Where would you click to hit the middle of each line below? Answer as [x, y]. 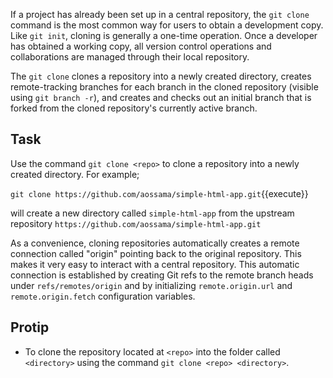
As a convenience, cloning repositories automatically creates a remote [155, 243]
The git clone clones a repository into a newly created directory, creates [161, 76]
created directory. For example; [75, 174]
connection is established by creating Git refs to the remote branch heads [162, 275]
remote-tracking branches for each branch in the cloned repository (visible [164, 87]
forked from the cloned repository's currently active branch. [134, 108]
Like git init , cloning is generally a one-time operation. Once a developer [164, 35]
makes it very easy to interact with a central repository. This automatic [155, 264]
